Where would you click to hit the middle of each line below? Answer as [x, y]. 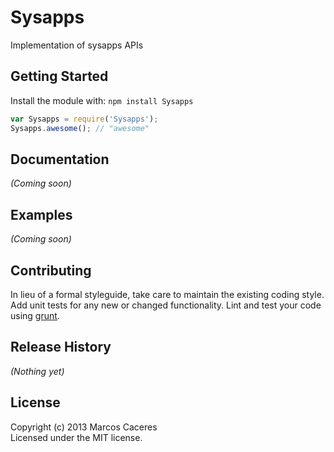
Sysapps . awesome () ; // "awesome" [80, 128]
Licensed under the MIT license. [76, 437]
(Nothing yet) [37, 371]
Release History [61, 347]
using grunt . [35, 315]
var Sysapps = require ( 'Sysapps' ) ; [84, 119]
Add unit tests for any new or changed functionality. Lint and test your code [166, 305]
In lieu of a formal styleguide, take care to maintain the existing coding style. [167, 294]
